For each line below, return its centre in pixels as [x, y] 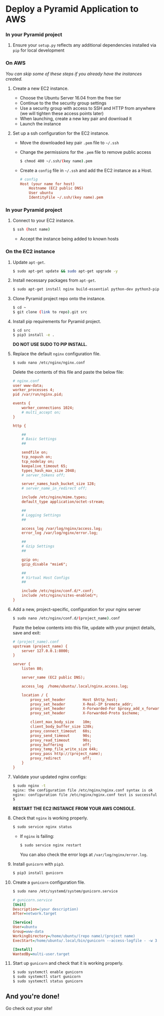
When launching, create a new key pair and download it [76, 119]
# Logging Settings [41, 515]
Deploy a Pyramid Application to [72, 9]
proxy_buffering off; [61, 745]
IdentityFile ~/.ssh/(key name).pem [66, 198]
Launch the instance [41, 123]
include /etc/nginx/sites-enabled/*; [60, 596]
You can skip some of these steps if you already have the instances [74, 74]
